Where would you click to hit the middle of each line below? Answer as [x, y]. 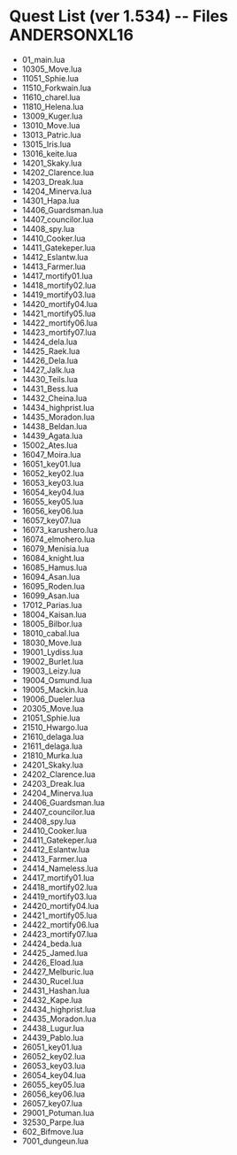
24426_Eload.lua [53, 962]
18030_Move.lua [52, 643]
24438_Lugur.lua [53, 1028]
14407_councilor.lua [58, 219]
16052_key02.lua [53, 473]
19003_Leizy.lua [51, 671]
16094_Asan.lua [51, 576]
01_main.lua [43, 59]
